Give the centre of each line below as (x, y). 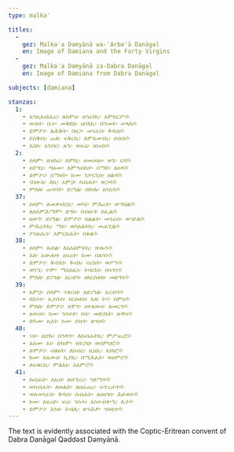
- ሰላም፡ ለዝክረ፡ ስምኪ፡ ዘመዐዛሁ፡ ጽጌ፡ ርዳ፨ (77, 160)
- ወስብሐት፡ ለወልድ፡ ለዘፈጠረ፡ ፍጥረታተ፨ (73, 387)
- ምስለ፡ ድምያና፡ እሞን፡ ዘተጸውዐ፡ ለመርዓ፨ (75, 307)
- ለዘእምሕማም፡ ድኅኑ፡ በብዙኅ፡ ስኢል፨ (70, 211)
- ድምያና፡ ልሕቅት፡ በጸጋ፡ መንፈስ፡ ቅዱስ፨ (73, 131)
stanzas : (22, 102)
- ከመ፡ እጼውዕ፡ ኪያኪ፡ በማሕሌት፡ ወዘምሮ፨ (75, 358)
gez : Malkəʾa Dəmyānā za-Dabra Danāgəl (88, 66)
